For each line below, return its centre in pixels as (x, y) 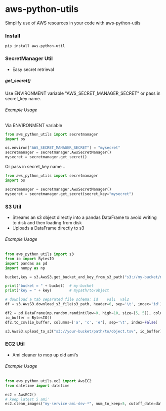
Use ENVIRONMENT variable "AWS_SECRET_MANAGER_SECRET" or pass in (83, 93)
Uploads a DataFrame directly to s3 (48, 228)
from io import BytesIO (30, 259)
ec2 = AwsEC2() (21, 395)
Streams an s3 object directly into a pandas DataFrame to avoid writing (84, 217)
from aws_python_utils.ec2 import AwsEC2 (48, 381)
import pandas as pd (26, 263)
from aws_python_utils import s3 (40, 254)
